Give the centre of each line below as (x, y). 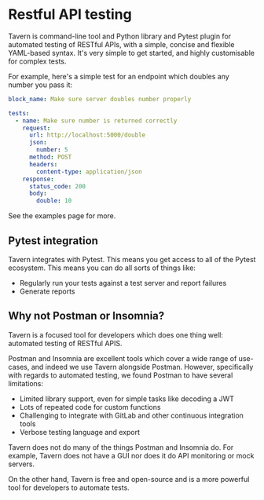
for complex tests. (37, 61)
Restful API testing (70, 15)
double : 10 (54, 201)
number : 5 (52, 150)
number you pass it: (40, 85)
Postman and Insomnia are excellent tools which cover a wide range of (123, 358)
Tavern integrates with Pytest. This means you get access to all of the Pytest (132, 259)
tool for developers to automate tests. (69, 487)
